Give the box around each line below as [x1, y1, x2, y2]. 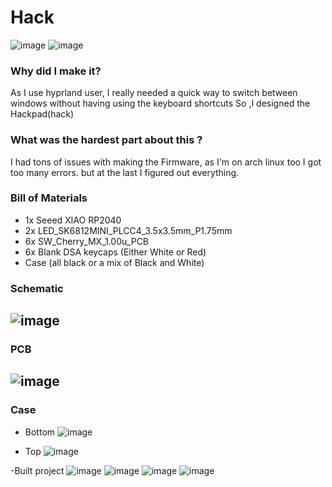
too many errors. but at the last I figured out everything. [10, 166, 240, 178]
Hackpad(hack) [10, 108, 75, 120]
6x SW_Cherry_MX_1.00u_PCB [24, 235, 150, 247]
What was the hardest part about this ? [10, 133, 203, 147]
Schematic [10, 281, 64, 295]
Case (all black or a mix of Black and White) [24, 256, 205, 268]
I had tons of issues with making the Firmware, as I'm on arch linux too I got [10, 156, 322, 168]
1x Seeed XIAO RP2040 [24, 214, 122, 226]
